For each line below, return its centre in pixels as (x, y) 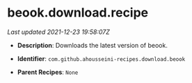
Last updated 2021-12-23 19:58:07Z (58, 32)
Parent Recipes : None (48, 72)
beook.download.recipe (78, 13)
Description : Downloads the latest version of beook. (93, 45)
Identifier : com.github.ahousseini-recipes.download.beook (101, 58)
